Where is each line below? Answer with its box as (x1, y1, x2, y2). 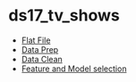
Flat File (21, 35, 51, 45)
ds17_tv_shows (8, 5, 120, 26)
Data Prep (21, 44, 59, 54)
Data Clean (21, 53, 64, 64)
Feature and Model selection (21, 63, 127, 74)
